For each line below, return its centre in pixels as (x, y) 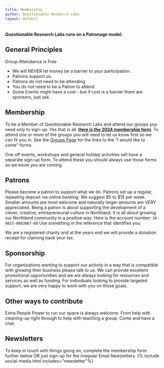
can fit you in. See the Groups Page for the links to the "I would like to (75, 139)
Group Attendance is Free (31, 61)
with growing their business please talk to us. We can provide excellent (77, 270)
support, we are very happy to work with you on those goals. (66, 286)
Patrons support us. (32, 76)
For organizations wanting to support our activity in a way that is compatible (82, 265)
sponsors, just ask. (31, 97)
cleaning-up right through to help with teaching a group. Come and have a (80, 318)
